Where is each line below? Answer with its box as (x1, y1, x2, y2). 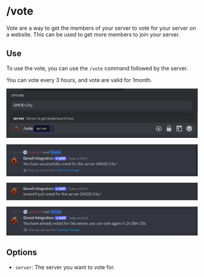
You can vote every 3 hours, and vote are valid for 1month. (6, 76, 152, 83)
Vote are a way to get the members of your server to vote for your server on (6, 24, 196, 32)
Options (6, 247, 38, 258)
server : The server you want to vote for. (15, 263, 115, 271)
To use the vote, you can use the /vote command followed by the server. (6, 64, 188, 72)
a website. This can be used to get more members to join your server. (6, 30, 180, 38)
